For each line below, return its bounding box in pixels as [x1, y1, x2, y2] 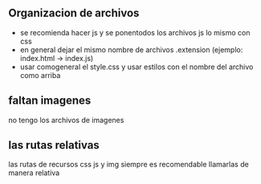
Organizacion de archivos [8, 6, 140, 20]
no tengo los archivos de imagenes [8, 115, 124, 125]
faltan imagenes [8, 94, 92, 108]
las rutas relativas [8, 138, 100, 152]
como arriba [19, 70, 61, 80]
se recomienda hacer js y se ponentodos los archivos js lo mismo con [19, 27, 251, 37]
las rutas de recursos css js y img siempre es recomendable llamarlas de [8, 160, 249, 170]
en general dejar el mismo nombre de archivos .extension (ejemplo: [19, 44, 243, 55]
